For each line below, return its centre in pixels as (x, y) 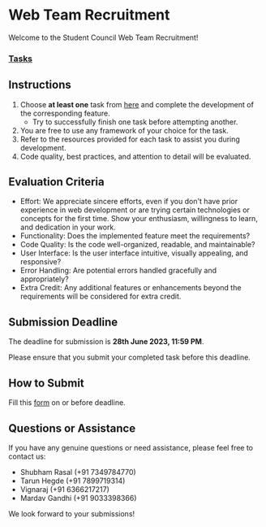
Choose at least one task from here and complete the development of (137, 104)
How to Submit (47, 383)
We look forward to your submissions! (72, 513)
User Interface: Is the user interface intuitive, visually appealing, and (134, 253)
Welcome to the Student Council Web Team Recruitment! (103, 37)
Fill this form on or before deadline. (67, 403)
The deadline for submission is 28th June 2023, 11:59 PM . (106, 342)
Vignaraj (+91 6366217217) (64, 489)
